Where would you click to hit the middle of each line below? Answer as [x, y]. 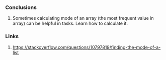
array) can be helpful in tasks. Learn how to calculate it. [70, 23]
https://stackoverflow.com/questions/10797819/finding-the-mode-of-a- [87, 47]
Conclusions [21, 7]
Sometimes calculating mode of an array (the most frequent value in [83, 18]
